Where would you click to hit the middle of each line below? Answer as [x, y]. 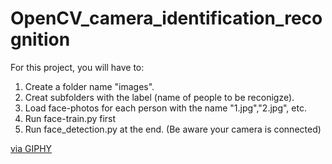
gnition [40, 39]
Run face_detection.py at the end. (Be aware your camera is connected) [173, 129]
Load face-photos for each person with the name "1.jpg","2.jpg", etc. [165, 108]
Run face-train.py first [70, 118]
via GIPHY [31, 148]
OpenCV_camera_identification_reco [166, 18]
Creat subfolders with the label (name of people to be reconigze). [159, 97]
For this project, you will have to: [77, 67]
